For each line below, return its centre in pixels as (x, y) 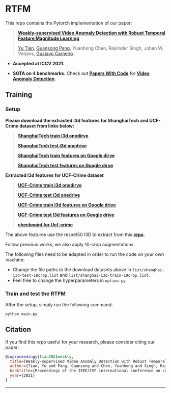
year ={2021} (23, 376)
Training (19, 95)
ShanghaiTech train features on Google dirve (66, 155)
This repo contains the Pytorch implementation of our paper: (69, 23)
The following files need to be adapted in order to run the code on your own (85, 254)
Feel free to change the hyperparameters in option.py (69, 280)
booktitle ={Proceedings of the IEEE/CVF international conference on (85, 371)
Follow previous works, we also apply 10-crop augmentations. (70, 244)
